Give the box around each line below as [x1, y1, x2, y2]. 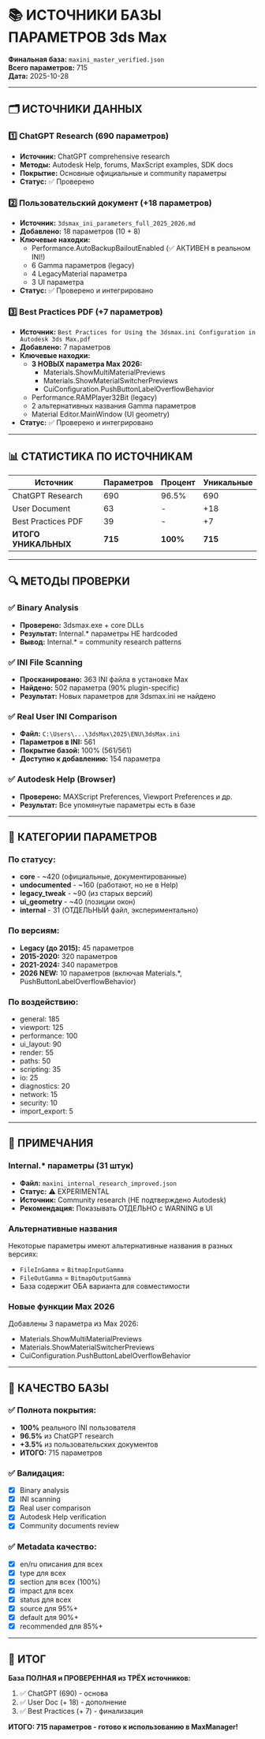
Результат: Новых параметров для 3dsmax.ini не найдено [19, 692, 216, 701]
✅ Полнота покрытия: [8, 1405, 97, 1416]
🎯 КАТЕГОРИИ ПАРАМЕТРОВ [8, 830, 158, 844]
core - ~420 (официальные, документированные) [19, 872, 187, 882]
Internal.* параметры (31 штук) [8, 1160, 134, 1171]
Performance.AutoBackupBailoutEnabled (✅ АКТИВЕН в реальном [31, 243, 251, 252]
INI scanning [19, 1495, 61, 1504]
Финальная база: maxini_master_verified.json [8, 54, 165, 64]
